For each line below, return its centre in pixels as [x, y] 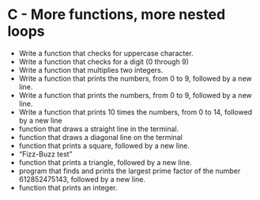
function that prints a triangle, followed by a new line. [105, 162]
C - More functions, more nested [117, 15]
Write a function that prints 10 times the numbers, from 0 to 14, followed [136, 111]
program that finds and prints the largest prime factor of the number [130, 171]
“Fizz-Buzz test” [45, 154]
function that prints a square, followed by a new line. [104, 145]
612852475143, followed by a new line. [82, 179]
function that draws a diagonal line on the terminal [100, 137]
